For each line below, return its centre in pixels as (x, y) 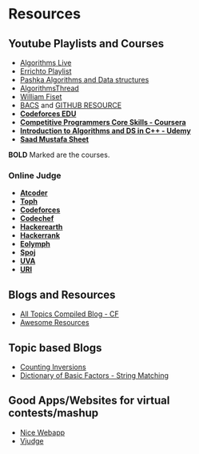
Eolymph (35, 244)
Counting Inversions (53, 367)
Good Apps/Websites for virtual (89, 401)
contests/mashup (54, 413)
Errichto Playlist (46, 71)
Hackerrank (40, 235)
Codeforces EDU (48, 114)
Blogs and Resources (62, 294)
